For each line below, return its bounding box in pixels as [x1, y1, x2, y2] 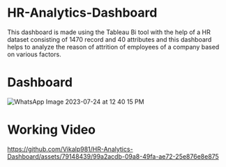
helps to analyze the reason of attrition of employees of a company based [7, 42, 220, 51]
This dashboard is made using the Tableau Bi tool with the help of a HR [7, 28, 211, 36]
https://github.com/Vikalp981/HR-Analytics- [7, 145, 134, 153]
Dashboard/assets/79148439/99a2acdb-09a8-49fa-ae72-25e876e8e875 [7, 152, 220, 161]
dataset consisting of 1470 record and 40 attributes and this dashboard [7, 35, 212, 43]
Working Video [7, 122, 96, 138]
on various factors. [7, 50, 61, 58]
